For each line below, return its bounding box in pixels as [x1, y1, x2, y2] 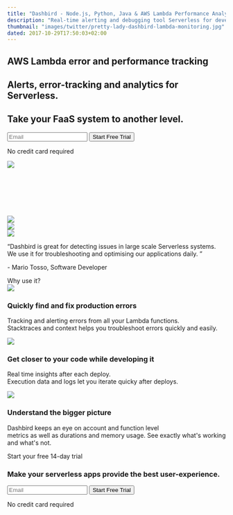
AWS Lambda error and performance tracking [7, 55, 209, 67]
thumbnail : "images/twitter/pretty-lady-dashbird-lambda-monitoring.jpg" [7, 23, 225, 30]
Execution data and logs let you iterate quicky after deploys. [7, 377, 179, 386]
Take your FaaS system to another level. [7, 113, 184, 125]
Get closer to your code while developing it [7, 354, 155, 364]
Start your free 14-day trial [7, 452, 83, 460]
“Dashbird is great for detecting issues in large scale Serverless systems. [7, 242, 216, 250]
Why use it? [7, 276, 41, 285]
